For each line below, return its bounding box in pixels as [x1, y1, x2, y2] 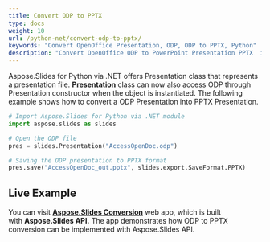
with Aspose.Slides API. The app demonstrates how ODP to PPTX [8, 216, 229, 226]
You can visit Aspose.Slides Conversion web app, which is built [8, 207, 222, 217]
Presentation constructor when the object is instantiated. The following [8, 88, 243, 97]
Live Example [8, 186, 76, 199]
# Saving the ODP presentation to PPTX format [8, 156, 167, 165]
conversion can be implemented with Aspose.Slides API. [8, 224, 195, 234]
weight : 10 [8, 27, 45, 35]
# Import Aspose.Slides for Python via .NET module [8, 113, 185, 121]
